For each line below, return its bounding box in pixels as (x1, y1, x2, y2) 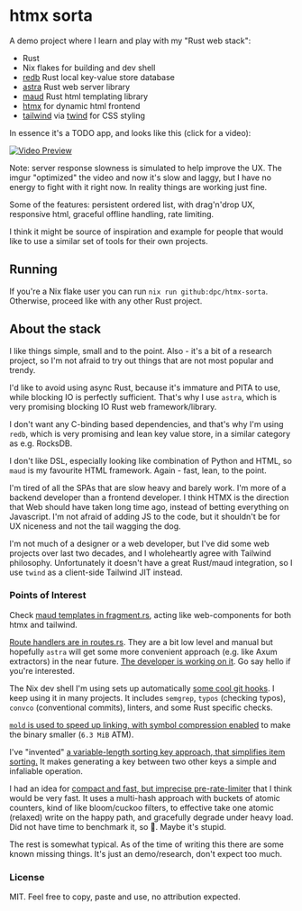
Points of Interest (9, 589, 87, 602)
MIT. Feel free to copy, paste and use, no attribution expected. (9, 891, 241, 902)
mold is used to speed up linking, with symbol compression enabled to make (9, 719, 291, 730)
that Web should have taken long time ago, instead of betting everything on (9, 501, 289, 512)
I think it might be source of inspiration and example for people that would (9, 226, 284, 237)
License (9, 870, 45, 883)
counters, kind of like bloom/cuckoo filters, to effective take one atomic (9, 802, 274, 813)
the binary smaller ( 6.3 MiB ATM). (9, 729, 134, 740)
